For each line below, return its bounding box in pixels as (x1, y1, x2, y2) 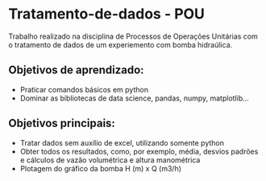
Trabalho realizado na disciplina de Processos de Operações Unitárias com (8, 31, 258, 41)
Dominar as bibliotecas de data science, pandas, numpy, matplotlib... (19, 93, 250, 103)
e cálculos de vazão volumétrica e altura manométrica (19, 154, 201, 165)
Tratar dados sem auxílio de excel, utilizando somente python (19, 138, 224, 147)
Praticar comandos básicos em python (19, 84, 149, 94)
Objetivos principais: (8, 117, 115, 130)
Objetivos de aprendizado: (8, 64, 144, 77)
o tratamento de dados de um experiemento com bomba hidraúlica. (8, 39, 233, 49)
